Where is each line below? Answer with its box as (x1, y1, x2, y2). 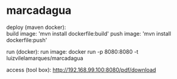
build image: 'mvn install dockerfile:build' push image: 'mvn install (6, 30, 172, 37)
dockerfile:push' (6, 36, 47, 43)
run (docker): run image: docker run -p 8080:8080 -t (6, 48, 139, 55)
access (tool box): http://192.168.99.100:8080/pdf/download (6, 66, 156, 73)
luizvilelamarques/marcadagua (6, 54, 83, 62)
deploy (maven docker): (6, 24, 66, 31)
